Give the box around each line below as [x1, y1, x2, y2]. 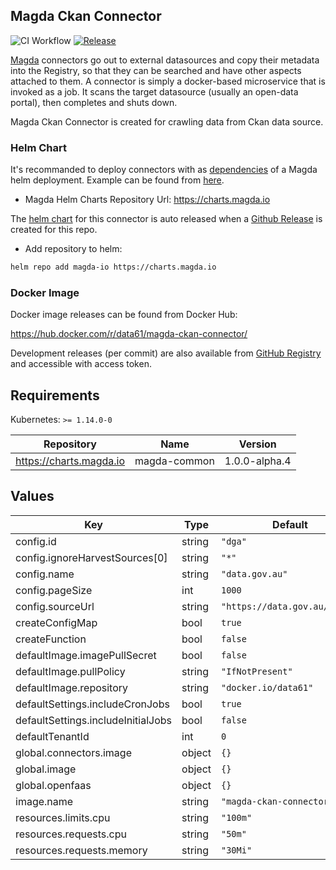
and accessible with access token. [10, 358, 152, 370]
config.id [15, 534, 57, 548]
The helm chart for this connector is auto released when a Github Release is [10, 213, 323, 225]
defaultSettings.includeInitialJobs [15, 713, 173, 727]
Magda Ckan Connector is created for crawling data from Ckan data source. [10, 115, 324, 128]
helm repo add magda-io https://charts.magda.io [10, 262, 217, 273]
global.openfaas [15, 778, 92, 792]
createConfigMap [15, 615, 98, 629]
